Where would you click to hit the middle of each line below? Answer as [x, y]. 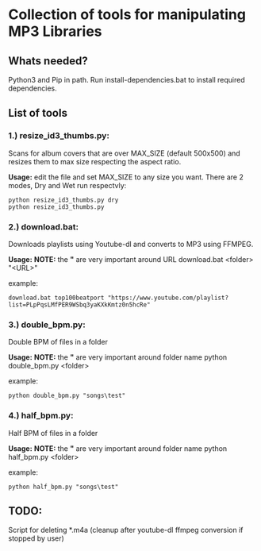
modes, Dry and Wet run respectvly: [67, 185]
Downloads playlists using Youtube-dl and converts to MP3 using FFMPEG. [131, 244]
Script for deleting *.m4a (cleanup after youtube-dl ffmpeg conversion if [126, 530]
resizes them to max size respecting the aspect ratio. [95, 161]
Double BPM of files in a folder [58, 342]
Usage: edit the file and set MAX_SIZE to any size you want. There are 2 [126, 177]
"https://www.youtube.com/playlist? [168, 298]
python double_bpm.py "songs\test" [67, 396]
